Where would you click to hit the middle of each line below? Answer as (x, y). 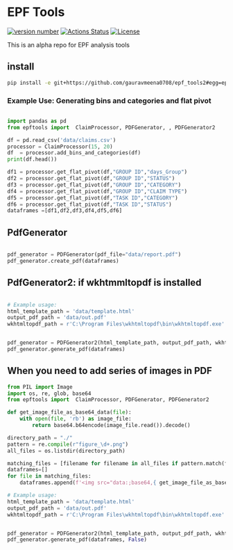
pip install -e (29, 83)
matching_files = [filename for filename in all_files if (93, 463)
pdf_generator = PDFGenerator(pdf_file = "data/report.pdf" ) (94, 254)
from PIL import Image (40, 387)
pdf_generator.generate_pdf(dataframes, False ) (77, 540)
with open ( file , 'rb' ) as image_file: (76, 419)
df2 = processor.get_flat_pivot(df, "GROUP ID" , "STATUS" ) (91, 179)
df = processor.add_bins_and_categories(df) (74, 153)
